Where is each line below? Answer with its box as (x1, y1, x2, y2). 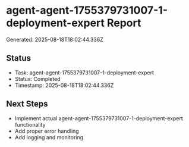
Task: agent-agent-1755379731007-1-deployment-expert (14, 69, 155, 76)
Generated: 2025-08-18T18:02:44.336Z (6, 36, 104, 43)
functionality (14, 121, 46, 128)
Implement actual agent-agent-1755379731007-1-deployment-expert (14, 114, 183, 122)
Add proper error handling (14, 127, 79, 135)
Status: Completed (14, 75, 61, 82)
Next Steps (6, 99, 48, 109)
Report (106, 16, 141, 30)
